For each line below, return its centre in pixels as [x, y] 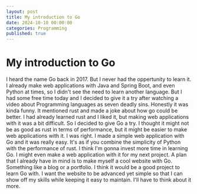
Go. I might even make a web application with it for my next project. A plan [96, 155]
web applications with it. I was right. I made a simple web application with [95, 136]
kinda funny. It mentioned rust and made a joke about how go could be [92, 111]
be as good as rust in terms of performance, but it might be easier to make [97, 130]
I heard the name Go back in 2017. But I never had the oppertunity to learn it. [99, 79]
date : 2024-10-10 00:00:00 [39, 22]
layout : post [22, 12]
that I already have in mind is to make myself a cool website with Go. [89, 161]
